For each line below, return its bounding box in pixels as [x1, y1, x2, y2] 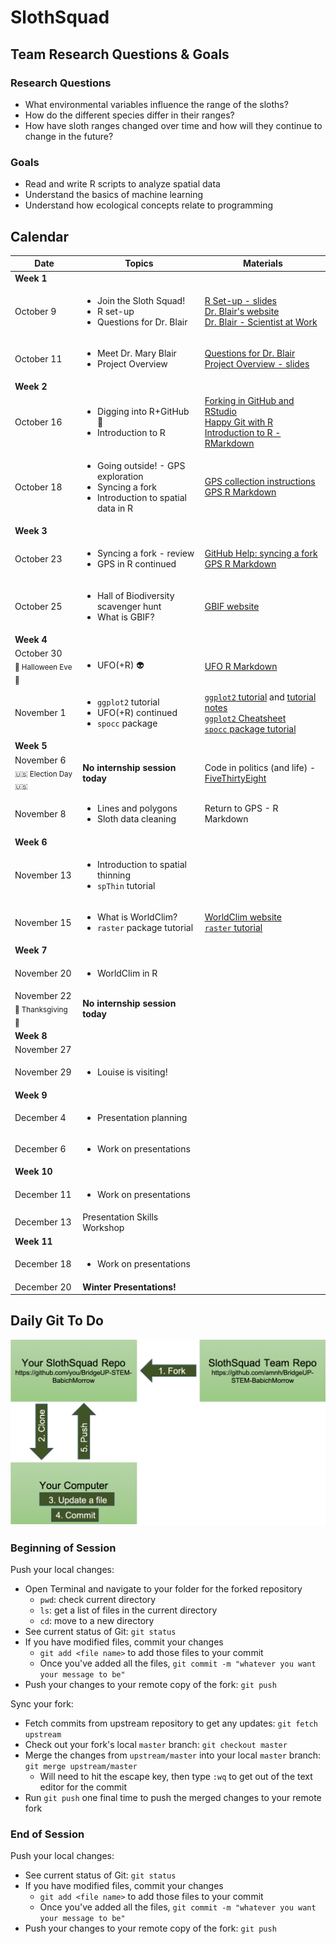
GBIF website [204, 600, 260, 612]
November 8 [14, 807, 67, 820]
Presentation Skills [82, 1211, 159, 1223]
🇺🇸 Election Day [14, 769, 73, 779]
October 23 [14, 552, 63, 565]
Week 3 [14, 525, 48, 537]
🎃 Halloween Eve [14, 662, 73, 673]
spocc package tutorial [204, 722, 297, 735]
